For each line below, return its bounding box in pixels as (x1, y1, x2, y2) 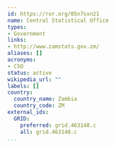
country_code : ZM (13, 102, 65, 109)
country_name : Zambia (13, 96, 78, 103)
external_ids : (7, 109, 50, 116)
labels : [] (7, 82, 40, 90)
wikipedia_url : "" (7, 75, 62, 83)
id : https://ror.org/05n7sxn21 (7, 10, 100, 18)
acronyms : (7, 56, 37, 63)
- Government (7, 30, 46, 37)
